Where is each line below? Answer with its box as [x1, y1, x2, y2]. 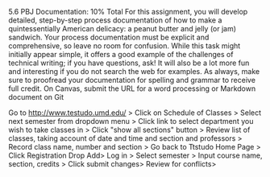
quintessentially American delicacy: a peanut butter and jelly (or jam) [8, 24, 236, 33]
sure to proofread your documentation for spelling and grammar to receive [8, 76, 256, 84]
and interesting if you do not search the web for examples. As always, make [8, 67, 260, 76]
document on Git [8, 93, 64, 101]
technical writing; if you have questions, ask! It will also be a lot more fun [8, 58, 250, 68]
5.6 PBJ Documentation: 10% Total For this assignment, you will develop [8, 7, 248, 16]
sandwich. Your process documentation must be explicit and [8, 32, 210, 42]
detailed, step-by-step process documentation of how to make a [8, 15, 222, 25]
